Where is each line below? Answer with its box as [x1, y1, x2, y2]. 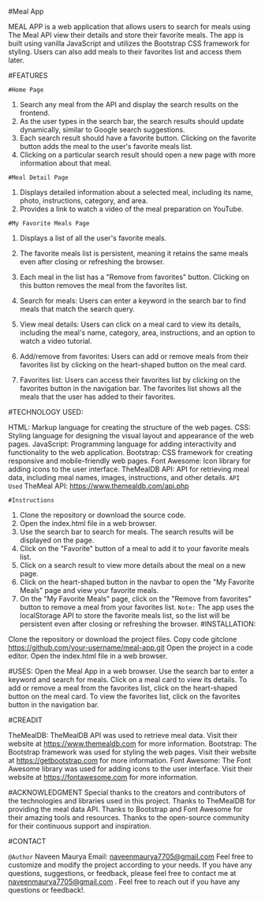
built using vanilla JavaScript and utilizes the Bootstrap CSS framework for [8, 39, 250, 48]
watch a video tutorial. [19, 337, 92, 345]
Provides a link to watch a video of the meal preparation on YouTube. [19, 204, 244, 214]
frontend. [19, 108, 50, 117]
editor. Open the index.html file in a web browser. [8, 651, 168, 661]
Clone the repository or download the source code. [19, 510, 186, 520]
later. [8, 55, 25, 65]
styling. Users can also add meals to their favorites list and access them [8, 47, 242, 56]
